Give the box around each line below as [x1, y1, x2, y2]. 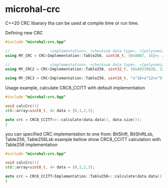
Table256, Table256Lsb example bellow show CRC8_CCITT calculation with [5, 136, 161, 142]
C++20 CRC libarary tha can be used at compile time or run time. [5, 20, 139, 26]
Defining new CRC [5, 29, 43, 35]
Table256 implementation [5, 141, 58, 147]
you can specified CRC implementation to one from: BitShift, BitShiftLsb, [5, 131, 154, 137]
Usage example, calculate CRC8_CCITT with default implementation [5, 85, 145, 91]
